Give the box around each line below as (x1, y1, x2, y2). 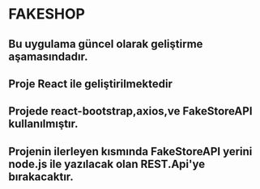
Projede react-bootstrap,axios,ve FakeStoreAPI (8, 104, 253, 118)
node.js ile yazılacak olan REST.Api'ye (8, 157, 205, 170)
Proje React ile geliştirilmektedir (8, 77, 173, 90)
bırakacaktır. (8, 170, 75, 183)
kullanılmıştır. (8, 117, 79, 131)
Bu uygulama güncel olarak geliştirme (8, 37, 203, 51)
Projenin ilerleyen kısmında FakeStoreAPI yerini (8, 145, 253, 158)
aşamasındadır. (8, 49, 88, 63)
